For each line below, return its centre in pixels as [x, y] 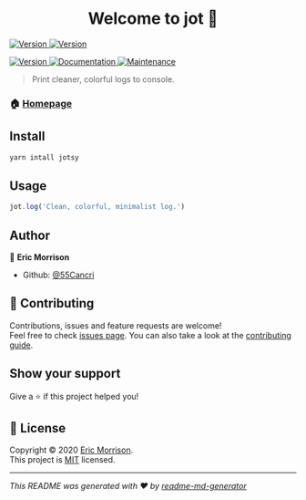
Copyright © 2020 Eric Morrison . [71, 450]
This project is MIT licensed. [62, 460]
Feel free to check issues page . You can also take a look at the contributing [150, 335]
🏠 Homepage [41, 103]
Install [27, 136]
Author [30, 235]
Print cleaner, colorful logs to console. [103, 79]
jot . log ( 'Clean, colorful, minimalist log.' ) [97, 207]
